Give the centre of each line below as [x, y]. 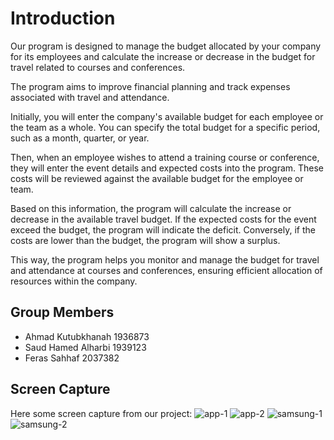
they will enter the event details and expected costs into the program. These [167, 168]
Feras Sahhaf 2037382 [72, 358]
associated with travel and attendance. [90, 97]
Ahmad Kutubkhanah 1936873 [87, 336]
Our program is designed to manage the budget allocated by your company [166, 46]
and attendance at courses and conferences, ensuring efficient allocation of [166, 270]
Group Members [62, 312]
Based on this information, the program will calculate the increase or [151, 208]
